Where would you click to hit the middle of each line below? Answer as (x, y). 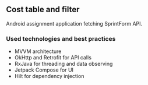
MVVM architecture (38, 51)
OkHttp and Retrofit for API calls (53, 58)
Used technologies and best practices (61, 38)
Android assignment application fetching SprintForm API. (74, 23)
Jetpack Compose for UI (44, 70)
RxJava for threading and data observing (64, 64)
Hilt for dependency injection (49, 76)
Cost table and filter (43, 10)
